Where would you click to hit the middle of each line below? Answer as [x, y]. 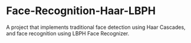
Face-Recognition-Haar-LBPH [81, 11]
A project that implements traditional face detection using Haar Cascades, [96, 27]
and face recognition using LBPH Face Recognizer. [68, 33]
